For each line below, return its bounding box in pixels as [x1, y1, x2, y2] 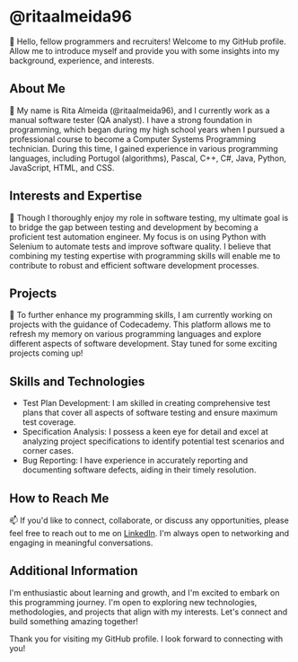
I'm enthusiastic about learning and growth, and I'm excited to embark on [9, 587, 280, 598]
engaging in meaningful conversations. [9, 537, 153, 548]
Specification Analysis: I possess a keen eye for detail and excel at [22, 427, 268, 437]
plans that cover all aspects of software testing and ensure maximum [22, 407, 278, 419]
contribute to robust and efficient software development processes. [9, 260, 259, 270]
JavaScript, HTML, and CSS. [9, 162, 115, 172]
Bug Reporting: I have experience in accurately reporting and [22, 455, 249, 466]
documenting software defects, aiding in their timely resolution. [22, 464, 257, 475]
